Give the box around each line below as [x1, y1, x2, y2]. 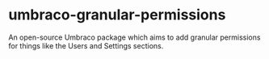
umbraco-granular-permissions [8, 6, 226, 24]
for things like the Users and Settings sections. [8, 40, 164, 50]
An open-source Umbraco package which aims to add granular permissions [8, 32, 261, 42]
